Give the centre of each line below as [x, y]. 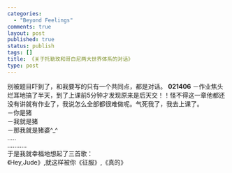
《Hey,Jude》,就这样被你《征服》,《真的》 [67, 162]
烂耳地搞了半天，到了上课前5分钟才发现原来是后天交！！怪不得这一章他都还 [116, 95]
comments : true [29, 27]
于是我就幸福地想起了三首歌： [50, 153]
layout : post [26, 33]
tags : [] [20, 53]
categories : [24, 14]
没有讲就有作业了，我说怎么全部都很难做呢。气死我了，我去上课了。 [105, 104]
